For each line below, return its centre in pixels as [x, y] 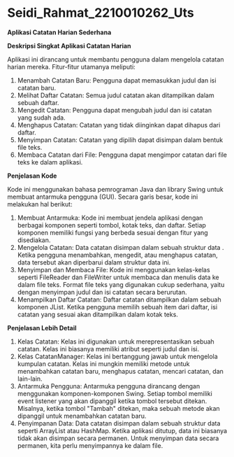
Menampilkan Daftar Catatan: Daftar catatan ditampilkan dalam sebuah [119, 300]
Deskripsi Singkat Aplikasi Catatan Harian [69, 45]
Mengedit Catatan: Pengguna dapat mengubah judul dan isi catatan [115, 110]
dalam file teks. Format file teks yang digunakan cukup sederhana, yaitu [121, 284]
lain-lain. [30, 379]
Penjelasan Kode [32, 176]
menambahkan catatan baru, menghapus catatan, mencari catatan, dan [120, 371]
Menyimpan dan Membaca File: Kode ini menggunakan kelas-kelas [114, 269]
